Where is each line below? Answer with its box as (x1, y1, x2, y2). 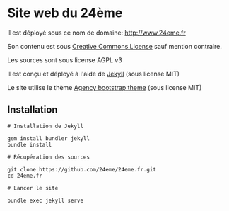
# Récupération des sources (7, 154, 90, 161)
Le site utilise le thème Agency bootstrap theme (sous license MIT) (7, 83, 202, 91)
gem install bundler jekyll (7, 135, 90, 142)
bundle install (7, 141, 52, 148)
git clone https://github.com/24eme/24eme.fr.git (7, 166, 157, 173)
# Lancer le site (7, 184, 59, 192)
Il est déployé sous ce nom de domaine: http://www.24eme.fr (7, 28, 186, 37)
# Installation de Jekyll (7, 122, 83, 130)
